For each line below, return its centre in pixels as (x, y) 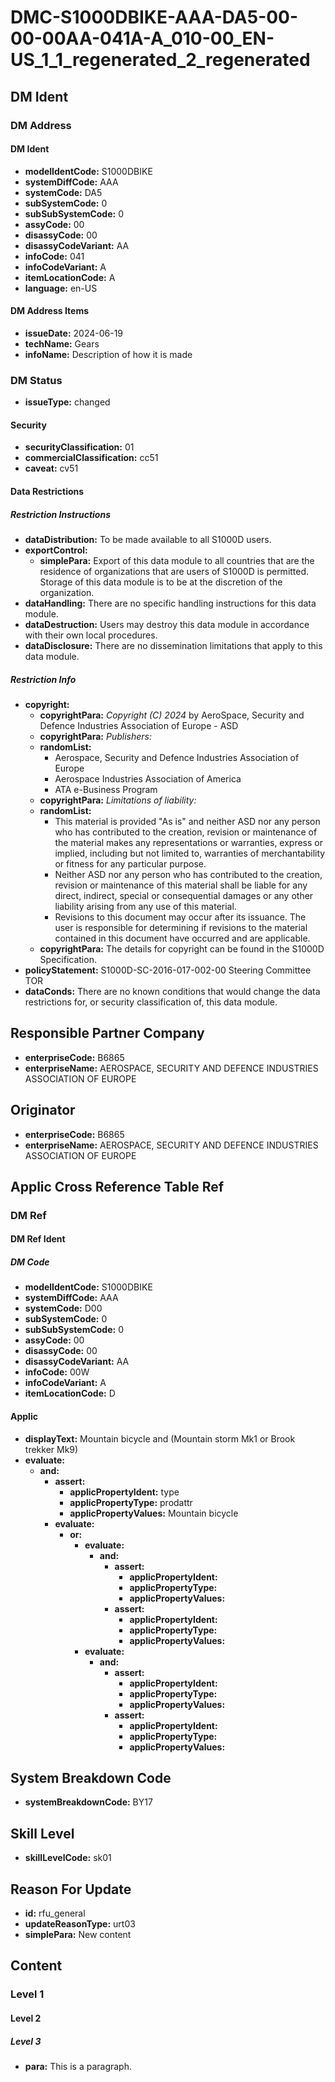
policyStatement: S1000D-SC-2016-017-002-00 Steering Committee (168, 970)
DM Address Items (50, 311)
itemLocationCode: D (70, 1393)
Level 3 (26, 2041)
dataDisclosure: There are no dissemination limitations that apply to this (173, 645)
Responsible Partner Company (107, 1033)
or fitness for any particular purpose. (130, 863)
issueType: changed (67, 402)
